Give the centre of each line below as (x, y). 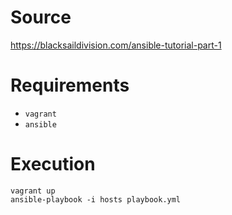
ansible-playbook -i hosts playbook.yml (96, 199)
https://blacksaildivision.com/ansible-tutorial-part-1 (116, 45)
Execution (53, 164)
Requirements (70, 85)
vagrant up (33, 191)
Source (41, 17)
